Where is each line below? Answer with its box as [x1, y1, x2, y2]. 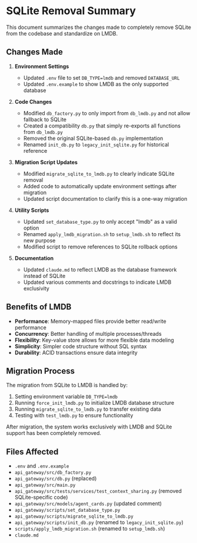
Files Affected [6, 447, 59, 457]
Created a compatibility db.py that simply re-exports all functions [23, 122, 181, 129]
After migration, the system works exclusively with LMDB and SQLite [6, 423, 172, 430]
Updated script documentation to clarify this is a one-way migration [23, 195, 188, 202]
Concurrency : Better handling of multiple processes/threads [14, 330, 162, 337]
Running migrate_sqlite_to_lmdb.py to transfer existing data [14, 405, 162, 413]
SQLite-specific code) [14, 494, 68, 501]
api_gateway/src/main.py [14, 482, 76, 488]
